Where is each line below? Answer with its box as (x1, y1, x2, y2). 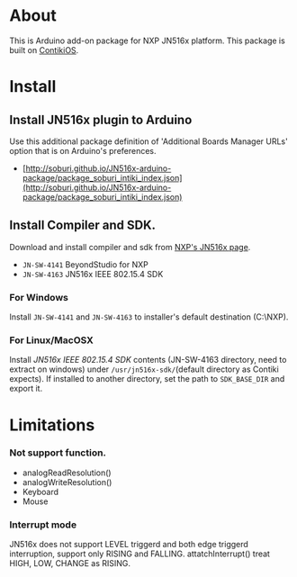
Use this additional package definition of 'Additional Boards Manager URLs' (9, 136, 288, 147)
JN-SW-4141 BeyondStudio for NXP (22, 258, 148, 270)
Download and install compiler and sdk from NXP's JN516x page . (9, 241, 251, 252)
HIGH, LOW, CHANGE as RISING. (9, 558, 130, 569)
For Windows (9, 291, 69, 303)
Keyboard (22, 486, 59, 497)
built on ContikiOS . (9, 44, 79, 55)
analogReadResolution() (22, 467, 112, 478)
